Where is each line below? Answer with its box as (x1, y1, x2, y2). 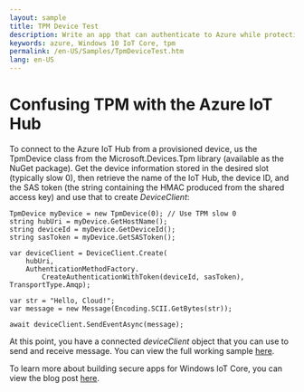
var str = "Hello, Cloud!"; (9, 296, 116, 305)
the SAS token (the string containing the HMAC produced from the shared (9, 182, 285, 193)
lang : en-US (9, 55, 54, 64)
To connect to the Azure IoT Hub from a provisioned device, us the (9, 143, 258, 154)
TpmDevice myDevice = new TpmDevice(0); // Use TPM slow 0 (9, 209, 237, 218)
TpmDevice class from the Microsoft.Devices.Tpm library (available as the (9, 153, 285, 164)
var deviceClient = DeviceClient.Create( (9, 248, 168, 258)
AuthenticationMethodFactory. (25, 264, 140, 273)
